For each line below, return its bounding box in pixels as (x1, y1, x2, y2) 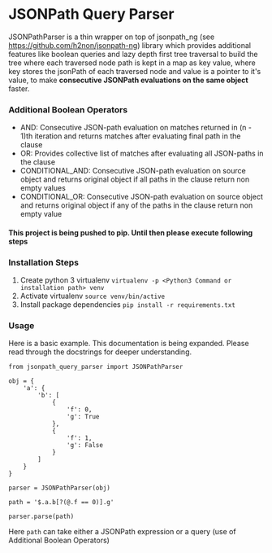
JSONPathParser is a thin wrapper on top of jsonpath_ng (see (8, 32, 215, 42)
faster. (8, 83, 30, 94)
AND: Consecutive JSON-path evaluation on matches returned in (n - (19, 123, 252, 133)
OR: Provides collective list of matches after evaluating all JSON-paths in (19, 148, 264, 159)
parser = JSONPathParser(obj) (8, 484, 111, 493)
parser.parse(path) (8, 512, 75, 521)
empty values (19, 183, 67, 193)
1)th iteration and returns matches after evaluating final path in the (19, 131, 241, 141)
